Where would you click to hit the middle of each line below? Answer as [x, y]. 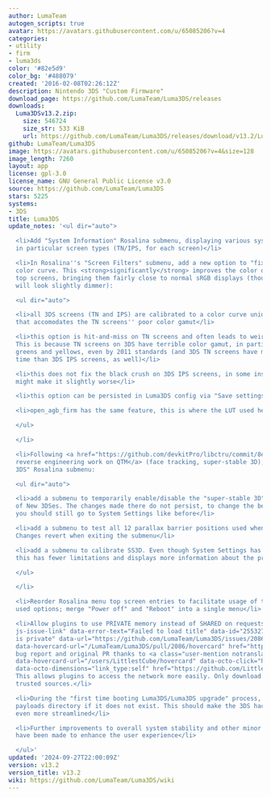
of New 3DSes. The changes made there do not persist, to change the [135, 506]
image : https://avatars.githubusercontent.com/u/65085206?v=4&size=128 [131, 151]
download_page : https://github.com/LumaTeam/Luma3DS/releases [115, 99]
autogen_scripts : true [46, 23]
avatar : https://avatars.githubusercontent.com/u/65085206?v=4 [117, 31]
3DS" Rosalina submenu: [55, 470]
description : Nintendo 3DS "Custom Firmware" [86, 91]
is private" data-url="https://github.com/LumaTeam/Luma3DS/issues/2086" [142, 639]
